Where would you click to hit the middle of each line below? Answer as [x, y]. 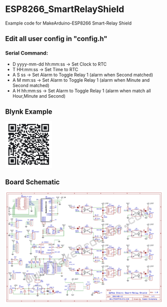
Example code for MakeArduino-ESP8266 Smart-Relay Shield [68, 23]
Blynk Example [29, 112]
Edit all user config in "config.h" [56, 39]
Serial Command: [27, 53]
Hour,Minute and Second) [39, 96]
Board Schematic [32, 182]
